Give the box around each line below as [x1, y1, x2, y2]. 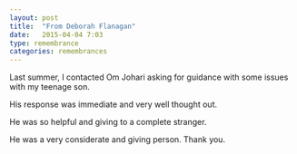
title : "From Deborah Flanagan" [9, 22, 136, 31]
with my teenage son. [9, 82, 91, 92]
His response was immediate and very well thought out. [9, 99, 218, 110]
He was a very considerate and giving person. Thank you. [9, 134, 225, 145]
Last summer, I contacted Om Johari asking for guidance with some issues [9, 72, 289, 82]
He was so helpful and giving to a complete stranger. [9, 117, 207, 128]
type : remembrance [9, 38, 79, 48]
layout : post [9, 13, 59, 23]
